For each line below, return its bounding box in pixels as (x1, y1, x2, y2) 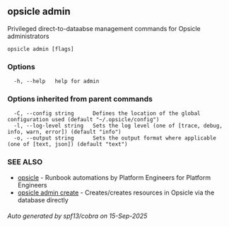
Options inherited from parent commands (7, 94, 153, 104)
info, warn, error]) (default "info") (7, 128, 122, 136)
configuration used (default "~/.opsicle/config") (7, 116, 160, 123)
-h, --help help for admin (13, 78, 100, 85)
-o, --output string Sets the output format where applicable (13, 135, 217, 142)
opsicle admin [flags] (7, 45, 74, 52)
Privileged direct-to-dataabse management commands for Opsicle (7, 24, 201, 32)
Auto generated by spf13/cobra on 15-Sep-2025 (7, 211, 148, 221)
